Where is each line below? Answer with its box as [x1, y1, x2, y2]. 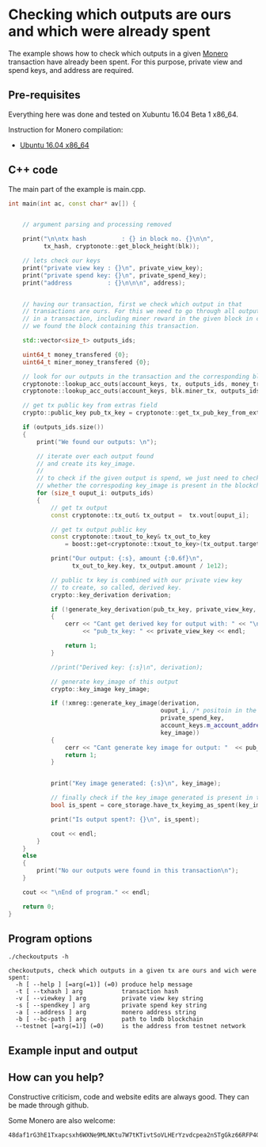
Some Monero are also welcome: [8, 1115, 116, 1125]
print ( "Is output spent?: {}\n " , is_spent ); [50, 815, 200, 824]
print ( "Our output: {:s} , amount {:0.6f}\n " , [50, 555, 203, 563]
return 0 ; [22, 902, 55, 911]
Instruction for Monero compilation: [8, 124, 123, 134]
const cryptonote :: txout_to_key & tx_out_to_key [50, 533, 211, 541]
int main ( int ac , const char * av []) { [8, 200, 136, 208]
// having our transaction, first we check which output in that [22, 300, 243, 308]
